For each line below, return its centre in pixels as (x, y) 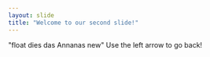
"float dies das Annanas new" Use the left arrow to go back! (105, 45)
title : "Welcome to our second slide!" (74, 23)
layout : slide (31, 15)
